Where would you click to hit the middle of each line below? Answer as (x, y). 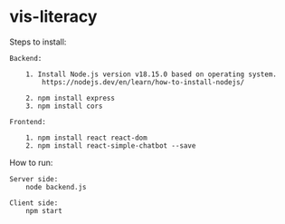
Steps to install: (38, 42)
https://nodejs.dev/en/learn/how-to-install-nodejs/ (143, 82)
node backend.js (57, 187)
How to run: (31, 162)
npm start (44, 210)
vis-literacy (53, 17)
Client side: (34, 203)
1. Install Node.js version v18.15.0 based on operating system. (152, 74)
